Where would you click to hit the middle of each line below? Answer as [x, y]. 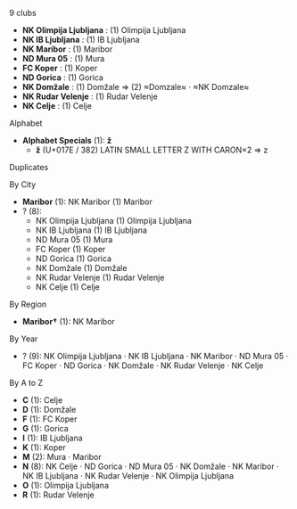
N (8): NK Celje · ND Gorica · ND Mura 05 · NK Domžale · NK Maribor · [150, 466]
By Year [24, 339]
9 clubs [23, 13]
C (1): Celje [42, 400]
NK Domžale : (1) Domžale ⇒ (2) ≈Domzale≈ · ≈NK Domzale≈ [136, 87]
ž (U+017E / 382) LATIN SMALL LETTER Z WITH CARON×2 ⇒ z [152, 150]
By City [23, 185]
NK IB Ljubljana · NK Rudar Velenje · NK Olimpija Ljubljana [128, 476]
